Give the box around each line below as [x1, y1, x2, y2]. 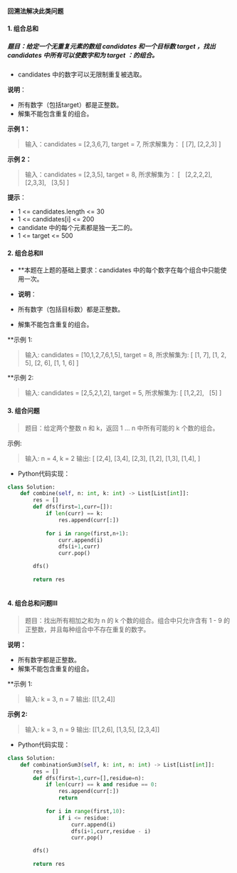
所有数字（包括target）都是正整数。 [17, 101, 123, 109]
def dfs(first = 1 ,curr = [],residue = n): [33, 774, 144, 782]
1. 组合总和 [7, 24, 39, 33]
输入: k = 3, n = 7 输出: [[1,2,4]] [24, 694, 115, 703]
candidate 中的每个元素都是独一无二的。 [17, 224, 137, 232]
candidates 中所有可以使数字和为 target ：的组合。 [7, 51, 159, 59]
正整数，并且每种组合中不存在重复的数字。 [24, 625, 150, 634]
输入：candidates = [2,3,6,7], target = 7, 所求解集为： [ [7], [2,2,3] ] [24, 140, 221, 149]
